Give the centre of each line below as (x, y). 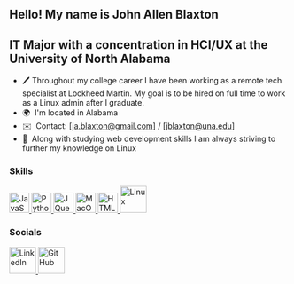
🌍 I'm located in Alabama (70, 113)
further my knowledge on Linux (79, 148)
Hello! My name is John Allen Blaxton (114, 15)
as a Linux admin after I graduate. (83, 103)
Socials (25, 233)
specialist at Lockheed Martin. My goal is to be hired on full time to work (154, 93)
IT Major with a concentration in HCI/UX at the (139, 45)
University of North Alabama (90, 58)
